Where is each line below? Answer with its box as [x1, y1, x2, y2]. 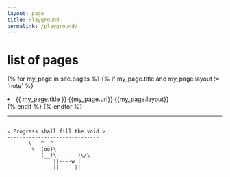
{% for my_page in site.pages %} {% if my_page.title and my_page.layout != [7, 74, 220, 83]
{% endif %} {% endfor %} [7, 103, 83, 111]
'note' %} [7, 82, 34, 90]
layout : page [7, 10, 44, 17]
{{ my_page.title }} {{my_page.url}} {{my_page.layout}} [16, 95, 169, 103]
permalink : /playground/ [7, 23, 78, 29]
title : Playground [7, 16, 60, 23]
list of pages [7, 52, 79, 68]
